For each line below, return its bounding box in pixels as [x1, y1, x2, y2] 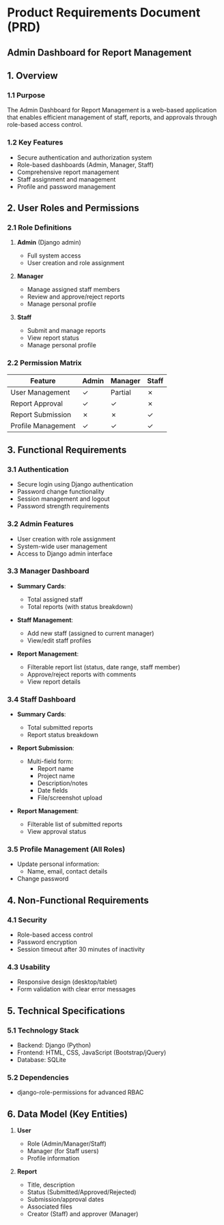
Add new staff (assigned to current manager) [27, 629, 155, 637]
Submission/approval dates [27, 1196, 104, 1204]
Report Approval [10, 399, 64, 408]
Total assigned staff [27, 595, 83, 604]
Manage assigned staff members [27, 286, 121, 294]
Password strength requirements [16, 502, 109, 510]
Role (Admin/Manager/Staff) [27, 1139, 107, 1148]
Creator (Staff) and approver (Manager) [27, 1210, 139, 1218]
